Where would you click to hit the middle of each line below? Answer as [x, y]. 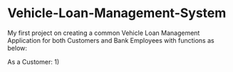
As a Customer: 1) [33, 61]
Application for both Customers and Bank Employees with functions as [111, 40]
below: [17, 48]
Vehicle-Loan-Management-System [117, 13]
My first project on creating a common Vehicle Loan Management [104, 33]
